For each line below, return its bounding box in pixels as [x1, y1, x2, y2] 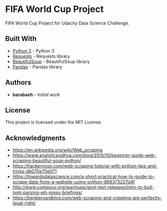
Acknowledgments [5, 133, 66, 142]
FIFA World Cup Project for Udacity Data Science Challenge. [5, 20, 129, 26]
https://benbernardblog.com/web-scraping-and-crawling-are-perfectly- [12, 195, 162, 201]
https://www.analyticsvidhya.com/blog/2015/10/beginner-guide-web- [12, 152, 156, 158]
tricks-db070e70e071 [12, 168, 57, 174]
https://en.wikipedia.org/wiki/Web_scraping [12, 147, 103, 153]
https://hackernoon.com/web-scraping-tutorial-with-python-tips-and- [12, 163, 158, 169]
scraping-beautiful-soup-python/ [12, 157, 81, 163]
